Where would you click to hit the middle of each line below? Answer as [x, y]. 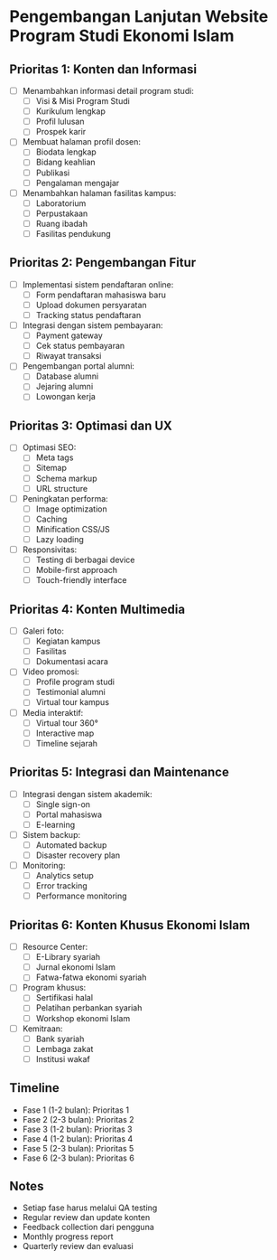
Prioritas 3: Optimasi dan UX [91, 425]
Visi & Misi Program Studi [83, 101]
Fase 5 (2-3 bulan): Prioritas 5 [78, 1148]
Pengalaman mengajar [78, 183]
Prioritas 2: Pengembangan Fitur [103, 263]
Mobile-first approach [77, 570]
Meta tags [55, 457]
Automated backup [71, 845]
